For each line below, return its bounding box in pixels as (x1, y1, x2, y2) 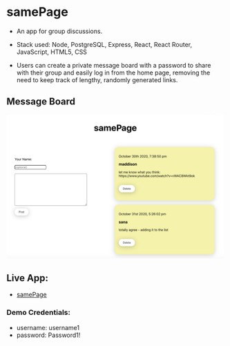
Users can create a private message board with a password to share (16, 61, 211, 69)
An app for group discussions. (16, 27, 103, 35)
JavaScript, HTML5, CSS (16, 48, 88, 56)
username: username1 (16, 323, 80, 331)
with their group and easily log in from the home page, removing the (16, 68, 211, 77)
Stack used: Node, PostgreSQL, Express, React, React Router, (16, 40, 193, 48)
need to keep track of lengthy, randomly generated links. (16, 75, 178, 84)
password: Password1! (16, 331, 81, 339)
